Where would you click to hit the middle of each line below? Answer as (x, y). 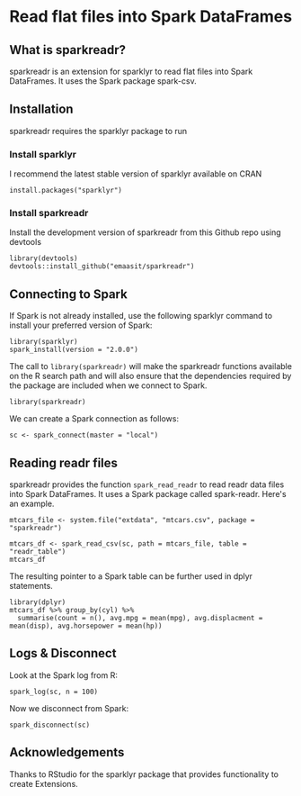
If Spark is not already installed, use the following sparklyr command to (141, 316)
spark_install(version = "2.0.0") (74, 350)
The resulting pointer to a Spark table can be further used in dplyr (131, 576)
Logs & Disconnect (63, 653)
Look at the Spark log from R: (64, 675)
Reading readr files (64, 462)
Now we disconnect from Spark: (69, 708)
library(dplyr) (38, 602)
